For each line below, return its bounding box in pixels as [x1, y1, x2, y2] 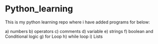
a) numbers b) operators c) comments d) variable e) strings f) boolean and [5, 28, 154, 34]
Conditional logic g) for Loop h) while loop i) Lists [5, 33, 103, 39]
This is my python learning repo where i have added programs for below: [5, 19, 150, 25]
